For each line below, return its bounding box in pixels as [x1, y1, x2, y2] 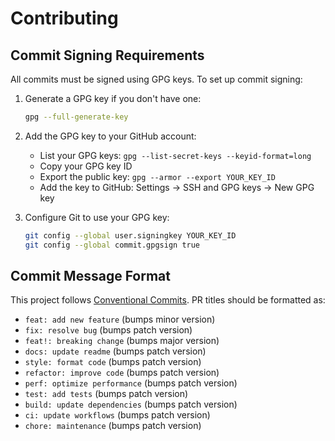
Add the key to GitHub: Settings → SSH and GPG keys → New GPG [39, 181, 315, 193]
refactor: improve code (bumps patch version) [24, 367, 220, 379]
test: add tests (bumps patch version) [24, 388, 189, 400]
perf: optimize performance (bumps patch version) [24, 377, 238, 389]
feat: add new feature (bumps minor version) [24, 313, 216, 326]
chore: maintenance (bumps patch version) [24, 420, 202, 432]
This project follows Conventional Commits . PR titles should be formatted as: [10, 294, 326, 306]
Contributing [10, 7, 119, 30]
